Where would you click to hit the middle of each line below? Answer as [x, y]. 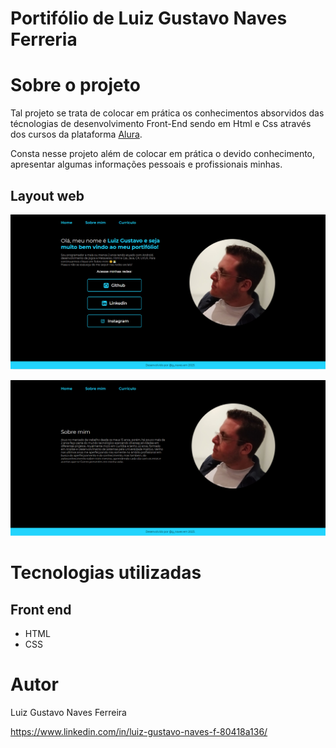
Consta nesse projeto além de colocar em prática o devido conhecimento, [163, 154]
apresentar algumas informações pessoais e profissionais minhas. [146, 164]
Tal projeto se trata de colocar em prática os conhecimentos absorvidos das [167, 113]
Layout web [47, 195]
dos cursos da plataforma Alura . [76, 134]
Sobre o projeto [75, 85]
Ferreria [44, 39]
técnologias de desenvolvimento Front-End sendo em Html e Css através [161, 124]
